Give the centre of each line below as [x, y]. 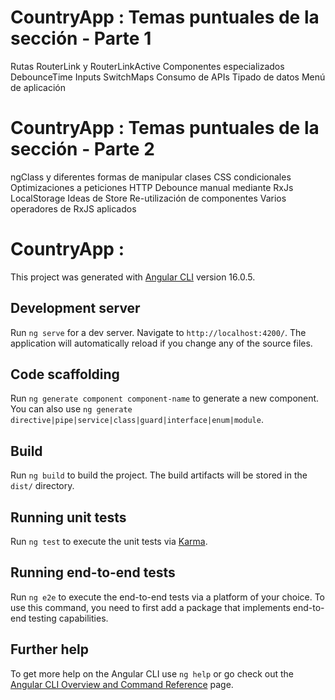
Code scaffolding [65, 374]
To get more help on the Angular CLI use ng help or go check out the [152, 673]
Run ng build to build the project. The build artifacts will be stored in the [159, 475]
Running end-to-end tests [93, 572]
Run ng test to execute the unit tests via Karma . [109, 542]
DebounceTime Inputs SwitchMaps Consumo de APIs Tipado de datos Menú [168, 77]
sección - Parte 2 [82, 149]
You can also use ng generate [71, 409]
